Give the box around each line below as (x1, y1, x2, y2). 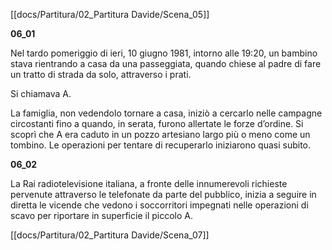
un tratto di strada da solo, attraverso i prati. (10, 69, 192, 80)
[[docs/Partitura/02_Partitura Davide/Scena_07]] (10, 229, 210, 241)
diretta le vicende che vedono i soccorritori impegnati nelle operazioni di (10, 199, 309, 211)
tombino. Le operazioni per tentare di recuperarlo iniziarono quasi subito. (10, 139, 312, 151)
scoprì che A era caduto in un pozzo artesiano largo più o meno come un (10, 129, 311, 140)
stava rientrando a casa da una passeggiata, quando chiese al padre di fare (10, 58, 322, 69)
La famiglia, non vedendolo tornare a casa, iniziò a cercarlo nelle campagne (10, 107, 323, 119)
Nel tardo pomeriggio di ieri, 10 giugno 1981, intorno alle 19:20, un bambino (10, 47, 318, 59)
